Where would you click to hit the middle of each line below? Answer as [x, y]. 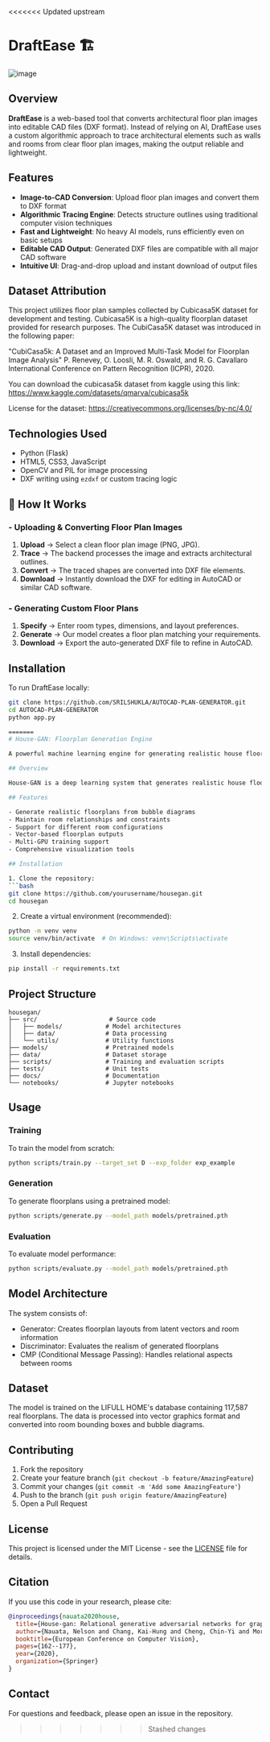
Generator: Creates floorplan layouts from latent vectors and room [129, 1329]
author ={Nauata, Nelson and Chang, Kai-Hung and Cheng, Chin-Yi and [133, 1631]
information [39, 1337]
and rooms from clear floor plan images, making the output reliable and [126, 143]
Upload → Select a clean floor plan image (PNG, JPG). [110, 544]
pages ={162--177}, [47, 1646]
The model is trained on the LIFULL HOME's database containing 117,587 [128, 1408]
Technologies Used [57, 434]
